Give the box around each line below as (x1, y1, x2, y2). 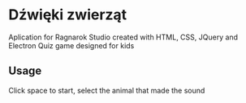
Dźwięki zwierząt (8, 6, 127, 24)
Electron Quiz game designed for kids (8, 40, 135, 50)
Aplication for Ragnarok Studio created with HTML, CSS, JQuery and (8, 32, 238, 42)
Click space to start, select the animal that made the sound (8, 85, 205, 95)
